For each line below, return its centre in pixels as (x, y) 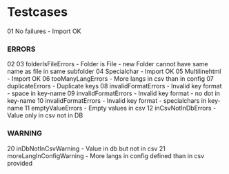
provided (20, 163)
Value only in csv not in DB (45, 115)
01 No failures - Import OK (44, 31)
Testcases (37, 12)
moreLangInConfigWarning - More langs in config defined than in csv (106, 155)
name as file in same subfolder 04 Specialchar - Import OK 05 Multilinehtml (114, 71)
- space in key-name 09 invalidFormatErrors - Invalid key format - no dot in (114, 93)
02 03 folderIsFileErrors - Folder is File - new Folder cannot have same (108, 64)
